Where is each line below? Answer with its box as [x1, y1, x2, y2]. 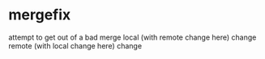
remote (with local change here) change [8, 40, 143, 50]
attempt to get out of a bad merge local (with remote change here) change [8, 32, 257, 42]
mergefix [8, 6, 71, 24]
